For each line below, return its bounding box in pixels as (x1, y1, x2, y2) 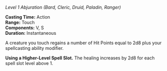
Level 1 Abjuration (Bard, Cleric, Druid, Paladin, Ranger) (5, 5, 121, 10)
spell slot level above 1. (5, 60, 53, 66)
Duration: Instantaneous (5, 30, 57, 36)
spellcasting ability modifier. (5, 45, 64, 51)
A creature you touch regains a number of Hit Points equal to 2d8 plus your (5, 40, 162, 46)
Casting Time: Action (5, 14, 51, 20)
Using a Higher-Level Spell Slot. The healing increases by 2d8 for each (5, 55, 155, 61)
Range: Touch (5, 20, 35, 25)
